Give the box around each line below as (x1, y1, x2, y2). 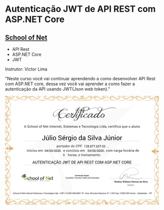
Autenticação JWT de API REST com (5, 3, 156, 15)
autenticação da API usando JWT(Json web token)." (5, 86, 110, 92)
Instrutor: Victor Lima (5, 66, 48, 72)
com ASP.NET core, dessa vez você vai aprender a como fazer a (5, 81, 135, 87)
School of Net (5, 33, 48, 42)
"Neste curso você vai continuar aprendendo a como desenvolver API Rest (5, 76, 156, 81)
